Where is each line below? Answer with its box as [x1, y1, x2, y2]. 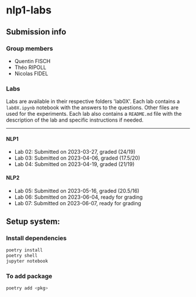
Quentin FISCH [14, 57, 51, 64]
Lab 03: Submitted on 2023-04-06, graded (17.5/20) [14, 154, 141, 161]
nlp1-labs [6, 4, 52, 17]
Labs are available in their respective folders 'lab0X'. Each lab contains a [6, 98, 180, 105]
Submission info [6, 27, 66, 37]
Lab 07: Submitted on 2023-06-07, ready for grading [14, 199, 142, 206]
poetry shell [6, 253, 38, 259]
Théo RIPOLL [14, 64, 47, 71]
